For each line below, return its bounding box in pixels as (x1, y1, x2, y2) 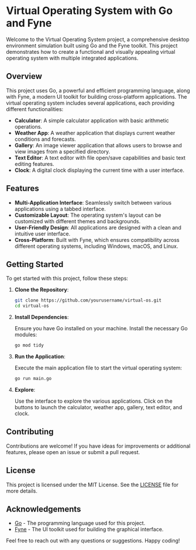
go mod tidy (14, 343, 44, 348)
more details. (6, 487, 38, 494)
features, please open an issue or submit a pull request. (6, 448, 140, 455)
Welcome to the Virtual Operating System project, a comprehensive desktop (6, 36, 190, 43)
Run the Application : (14, 353, 66, 360)
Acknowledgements (6, 504, 81, 514)
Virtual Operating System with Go (6, 4, 173, 18)
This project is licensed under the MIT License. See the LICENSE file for (6, 481, 179, 488)
